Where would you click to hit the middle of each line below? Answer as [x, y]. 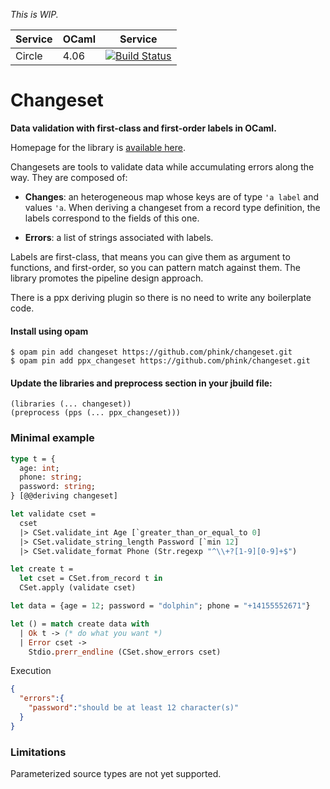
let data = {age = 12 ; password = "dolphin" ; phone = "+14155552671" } [160, 606]
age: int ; [39, 468]
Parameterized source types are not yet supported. [116, 774]
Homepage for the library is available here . [98, 147]
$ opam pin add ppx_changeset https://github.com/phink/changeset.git [160, 361]
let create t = [42, 569]
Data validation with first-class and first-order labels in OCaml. [143, 128]
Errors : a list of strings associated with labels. [119, 237]
